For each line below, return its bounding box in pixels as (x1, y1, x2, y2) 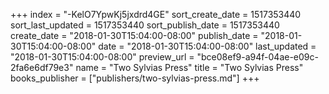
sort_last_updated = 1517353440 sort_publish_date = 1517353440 (10, 19, 280, 31)
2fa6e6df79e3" (10, 62, 74, 73)
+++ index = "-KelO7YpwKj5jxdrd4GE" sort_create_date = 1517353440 (10, 9, 302, 20)
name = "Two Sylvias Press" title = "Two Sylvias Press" (75, 62, 304, 73)
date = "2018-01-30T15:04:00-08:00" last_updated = (98, 40, 317, 52)
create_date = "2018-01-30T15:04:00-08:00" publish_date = (10, 30, 259, 41)
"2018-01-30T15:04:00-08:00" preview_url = (10, 51, 195, 63)
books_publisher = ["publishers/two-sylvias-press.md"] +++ (10, 72, 260, 84)
